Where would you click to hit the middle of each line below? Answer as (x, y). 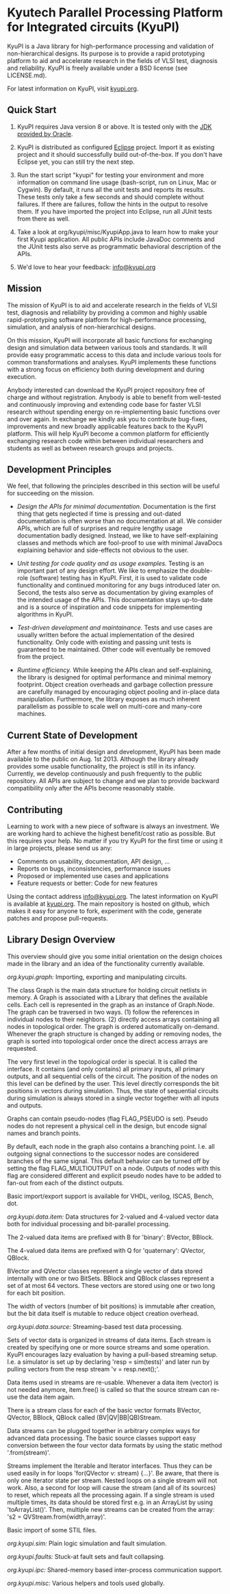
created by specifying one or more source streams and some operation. (108, 1347)
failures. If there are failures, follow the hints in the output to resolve (113, 204)
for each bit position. (36, 1293)
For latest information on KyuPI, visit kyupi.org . (73, 88)
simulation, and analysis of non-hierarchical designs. (81, 327)
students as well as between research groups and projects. (91, 448)
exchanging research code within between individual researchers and (105, 440)
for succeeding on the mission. (51, 493)
